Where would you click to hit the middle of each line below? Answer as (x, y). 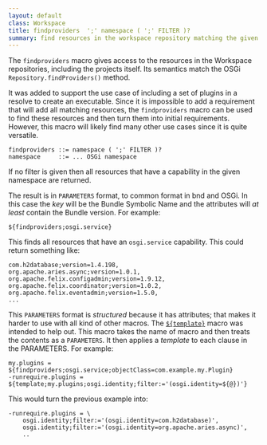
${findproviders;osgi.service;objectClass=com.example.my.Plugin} (121, 370)
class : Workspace (37, 23)
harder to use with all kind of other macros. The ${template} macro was (126, 323)
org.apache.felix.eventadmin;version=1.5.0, (83, 293)
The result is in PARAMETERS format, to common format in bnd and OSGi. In (128, 195)
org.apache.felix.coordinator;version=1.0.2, (85, 286)
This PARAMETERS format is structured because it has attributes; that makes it (132, 315)
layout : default (35, 16)
